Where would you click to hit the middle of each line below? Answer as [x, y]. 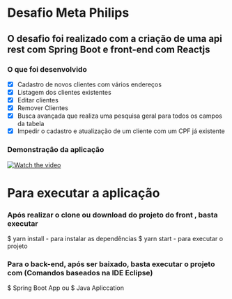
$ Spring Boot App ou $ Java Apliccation [65, 288]
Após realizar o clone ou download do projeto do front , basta [113, 215]
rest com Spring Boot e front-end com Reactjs [109, 49]
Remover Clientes [42, 108]
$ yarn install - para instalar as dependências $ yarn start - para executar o [115, 239]
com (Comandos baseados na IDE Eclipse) [80, 273]
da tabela [31, 124]
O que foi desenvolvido [47, 69]
